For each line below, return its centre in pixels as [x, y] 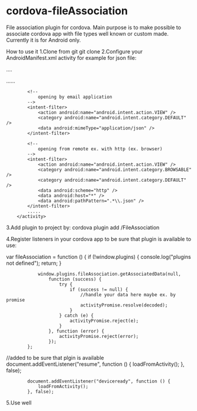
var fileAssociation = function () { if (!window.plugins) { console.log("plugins [98, 257]
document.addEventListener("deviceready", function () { [99, 381]
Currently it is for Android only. [43, 40]
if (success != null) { [99, 289]
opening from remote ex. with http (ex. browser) [100, 149]
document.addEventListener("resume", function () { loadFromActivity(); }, [95, 364]
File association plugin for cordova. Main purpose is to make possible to [94, 27]
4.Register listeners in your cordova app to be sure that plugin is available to [98, 239]
